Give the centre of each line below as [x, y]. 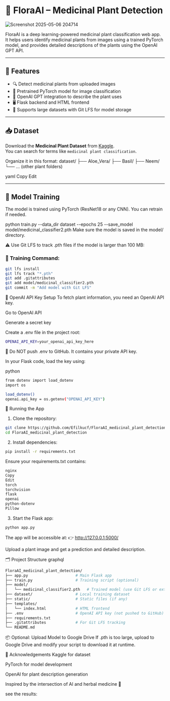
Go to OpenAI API [24, 313]
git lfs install [22, 269]
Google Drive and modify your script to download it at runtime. [70, 645]
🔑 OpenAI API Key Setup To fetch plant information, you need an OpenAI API [85, 297]
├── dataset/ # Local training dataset [68, 594]
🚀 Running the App [25, 409]
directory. [15, 235]
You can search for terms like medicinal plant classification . [71, 151]
